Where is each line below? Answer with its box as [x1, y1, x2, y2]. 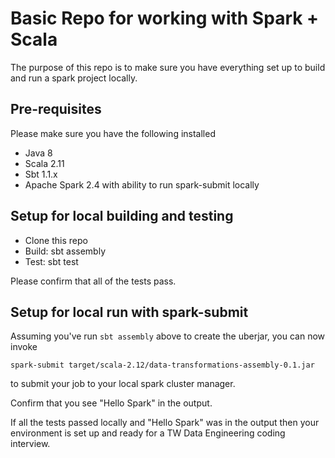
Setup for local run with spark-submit [10, 303, 249, 321]
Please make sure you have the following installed [10, 127, 216, 139]
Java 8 [24, 147, 53, 159]
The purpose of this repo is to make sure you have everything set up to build [10, 61, 326, 73]
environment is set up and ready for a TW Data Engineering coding [10, 427, 286, 439]
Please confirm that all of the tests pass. [10, 275, 177, 287]
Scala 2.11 [24, 157, 65, 169]
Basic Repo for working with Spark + [10, 7, 320, 30]
